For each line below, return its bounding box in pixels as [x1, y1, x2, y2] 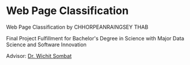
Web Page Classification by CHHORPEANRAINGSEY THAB [6, 23, 149, 30]
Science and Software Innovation [6, 41, 87, 48]
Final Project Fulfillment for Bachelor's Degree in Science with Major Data [6, 35, 185, 42]
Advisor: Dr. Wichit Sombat [6, 52, 72, 59]
